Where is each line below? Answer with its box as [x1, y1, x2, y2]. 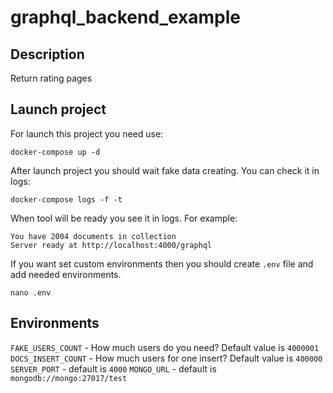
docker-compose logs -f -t [10, 194, 123, 205]
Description [10, 46, 85, 63]
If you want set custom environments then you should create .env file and [10, 257, 314, 270]
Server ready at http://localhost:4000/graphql [10, 240, 213, 250]
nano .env [10, 287, 52, 298]
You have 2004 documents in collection [10, 231, 177, 241]
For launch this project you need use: [10, 127, 164, 140]
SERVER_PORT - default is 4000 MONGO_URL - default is [10, 362, 217, 375]
